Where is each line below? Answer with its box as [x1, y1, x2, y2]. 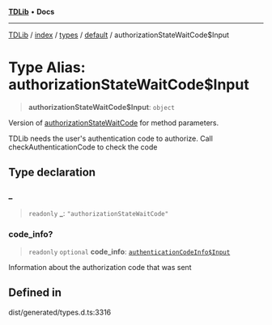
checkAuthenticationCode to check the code [8, 141, 158, 152]
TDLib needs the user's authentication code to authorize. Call [8, 133, 213, 143]
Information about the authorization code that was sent [8, 262, 192, 272]
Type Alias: [8, 58, 87, 77]
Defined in [8, 286, 62, 300]
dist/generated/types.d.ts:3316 [8, 307, 112, 317]
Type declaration [8, 166, 96, 179]
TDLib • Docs [8, 7, 55, 16]
